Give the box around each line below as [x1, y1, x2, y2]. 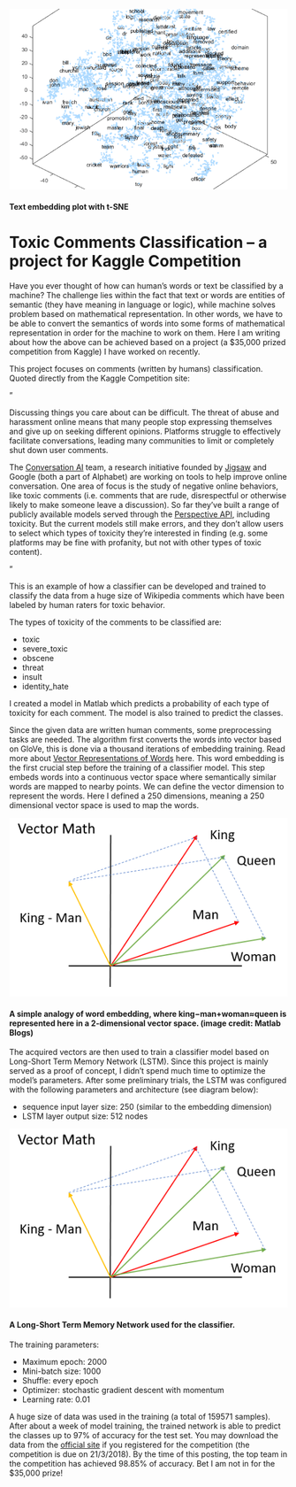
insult [21, 671, 42, 682]
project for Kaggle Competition [9, 251, 241, 272]
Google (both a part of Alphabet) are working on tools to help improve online [9, 471, 287, 482]
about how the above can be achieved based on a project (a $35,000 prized [9, 336, 286, 347]
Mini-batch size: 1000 [21, 1366, 102, 1376]
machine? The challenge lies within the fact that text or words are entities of [9, 289, 285, 300]
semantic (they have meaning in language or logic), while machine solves [9, 299, 277, 310]
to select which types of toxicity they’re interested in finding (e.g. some [9, 528, 268, 538]
